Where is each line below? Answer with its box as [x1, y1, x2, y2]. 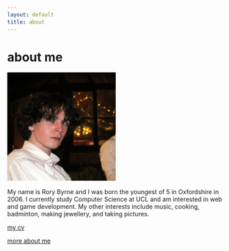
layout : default [7, 11, 54, 18]
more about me [7, 236, 51, 245]
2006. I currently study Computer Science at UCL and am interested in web [7, 195, 223, 204]
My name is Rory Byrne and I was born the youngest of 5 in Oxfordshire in [7, 188, 219, 196]
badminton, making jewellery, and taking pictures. [7, 210, 149, 218]
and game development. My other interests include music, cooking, [7, 202, 200, 211]
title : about [7, 18, 45, 26]
